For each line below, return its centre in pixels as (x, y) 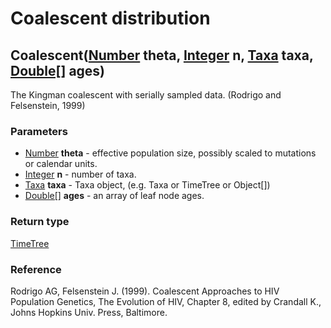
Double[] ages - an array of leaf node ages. (114, 196)
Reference (36, 269)
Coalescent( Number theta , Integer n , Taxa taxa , (162, 55)
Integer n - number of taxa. (80, 174)
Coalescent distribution (110, 18)
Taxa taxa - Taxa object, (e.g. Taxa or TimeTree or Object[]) (147, 185)
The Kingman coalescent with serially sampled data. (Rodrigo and (146, 95)
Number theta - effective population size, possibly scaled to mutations (170, 153)
